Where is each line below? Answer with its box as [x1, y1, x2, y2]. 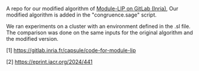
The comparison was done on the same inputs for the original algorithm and [6, 29, 193, 36]
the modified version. [6, 35, 59, 42]
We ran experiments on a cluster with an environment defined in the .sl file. [6, 23, 191, 30]
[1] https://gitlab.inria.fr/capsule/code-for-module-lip [6, 47, 136, 54]
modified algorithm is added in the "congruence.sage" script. [6, 11, 157, 18]
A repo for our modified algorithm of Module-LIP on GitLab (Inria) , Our [6, 5, 179, 12]
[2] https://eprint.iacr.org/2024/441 [6, 59, 93, 65]
